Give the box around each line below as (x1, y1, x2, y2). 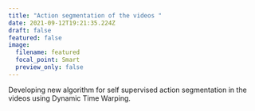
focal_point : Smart (15, 56, 80, 64)
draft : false (8, 26, 52, 34)
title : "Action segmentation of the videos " (8, 11, 162, 20)
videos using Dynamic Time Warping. (8, 93, 131, 103)
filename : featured (15, 48, 80, 56)
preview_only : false (15, 63, 84, 71)
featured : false (8, 33, 62, 42)
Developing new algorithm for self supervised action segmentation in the (8, 85, 247, 94)
